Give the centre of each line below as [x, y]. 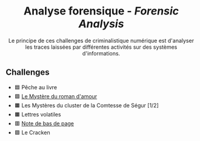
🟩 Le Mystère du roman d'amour [56, 96]
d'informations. [101, 53]
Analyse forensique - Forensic [101, 11]
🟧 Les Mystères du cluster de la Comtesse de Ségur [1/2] [86, 105]
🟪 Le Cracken [32, 132]
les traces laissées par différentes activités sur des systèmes [101, 47]
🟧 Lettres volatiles [38, 114]
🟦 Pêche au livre [36, 87]
